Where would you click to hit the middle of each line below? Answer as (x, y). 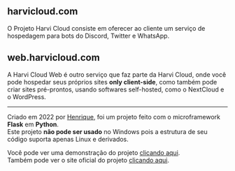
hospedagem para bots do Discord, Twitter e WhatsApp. (88, 36)
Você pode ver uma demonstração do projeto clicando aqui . (94, 152)
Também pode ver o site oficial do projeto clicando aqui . (88, 160)
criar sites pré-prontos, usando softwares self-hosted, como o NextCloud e (116, 89)
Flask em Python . (33, 124)
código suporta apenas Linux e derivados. (68, 139)
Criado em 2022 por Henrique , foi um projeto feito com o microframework (114, 117)
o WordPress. (27, 96)
